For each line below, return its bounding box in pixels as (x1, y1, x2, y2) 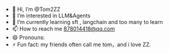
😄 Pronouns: (12, 34, 45, 41)
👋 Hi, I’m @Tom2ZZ (12, 6, 61, 13)
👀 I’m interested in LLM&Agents (12, 12, 91, 19)
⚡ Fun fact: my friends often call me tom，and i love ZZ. (12, 41, 151, 48)
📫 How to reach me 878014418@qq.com (12, 25, 115, 32)
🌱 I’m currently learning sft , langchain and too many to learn (12, 19, 164, 25)
